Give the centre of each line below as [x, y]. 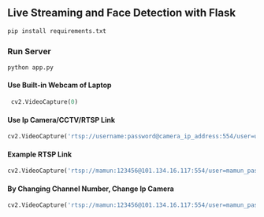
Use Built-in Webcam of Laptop [59, 85]
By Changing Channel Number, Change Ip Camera [91, 189]
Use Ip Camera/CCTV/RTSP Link [61, 120]
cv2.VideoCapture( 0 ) [45, 102]
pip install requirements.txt [57, 31]
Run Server [30, 51]
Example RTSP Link [40, 154]
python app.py [31, 67]
